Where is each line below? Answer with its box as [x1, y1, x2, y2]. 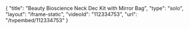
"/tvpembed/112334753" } [5, 17, 68, 23]
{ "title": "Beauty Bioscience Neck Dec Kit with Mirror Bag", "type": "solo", [5, 5, 184, 11]
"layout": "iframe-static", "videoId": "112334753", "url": [5, 11, 138, 18]
